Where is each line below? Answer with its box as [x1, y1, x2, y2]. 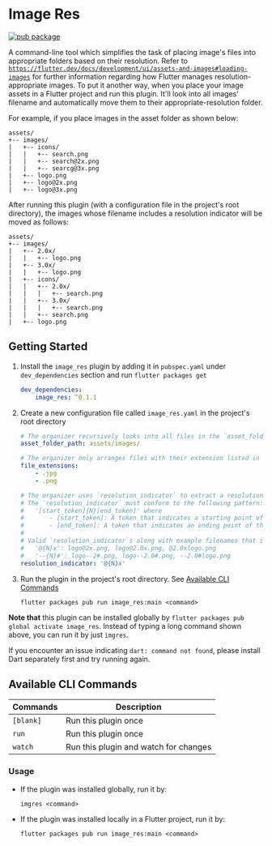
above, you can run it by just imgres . [8, 630, 130, 639]
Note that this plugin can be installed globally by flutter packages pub [8, 613, 244, 622]
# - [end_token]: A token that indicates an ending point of [19, 522, 253, 530]
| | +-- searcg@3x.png [8, 164, 100, 173]
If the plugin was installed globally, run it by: [19, 784, 168, 794]
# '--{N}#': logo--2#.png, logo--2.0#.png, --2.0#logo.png [19, 552, 232, 560]
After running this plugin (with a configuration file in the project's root [8, 199, 240, 209]
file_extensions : [19, 462, 79, 470]
